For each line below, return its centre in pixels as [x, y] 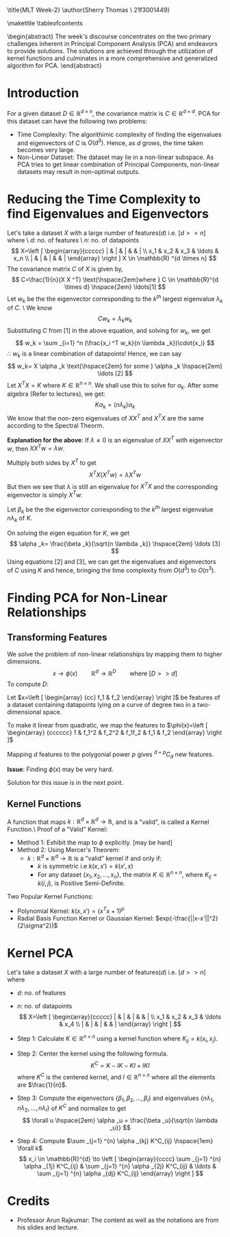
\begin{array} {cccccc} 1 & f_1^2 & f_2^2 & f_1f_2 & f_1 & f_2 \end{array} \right [115, 733]
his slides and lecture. [48, 1227]
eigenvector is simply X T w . [45, 494]
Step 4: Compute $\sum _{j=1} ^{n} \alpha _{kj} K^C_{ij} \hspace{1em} [115, 1141]
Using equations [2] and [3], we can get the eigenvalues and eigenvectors [112, 562]
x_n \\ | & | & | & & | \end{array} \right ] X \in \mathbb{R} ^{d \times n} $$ [115, 258]
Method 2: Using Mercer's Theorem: [68, 850]
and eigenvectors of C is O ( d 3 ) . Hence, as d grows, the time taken [110, 142]
